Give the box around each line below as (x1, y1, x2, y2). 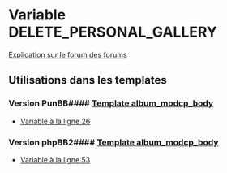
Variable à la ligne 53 (19, 154, 91, 164)
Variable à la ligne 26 (19, 116, 91, 126)
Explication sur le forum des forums (8, 50, 127, 59)
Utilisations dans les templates (8, 73, 168, 87)
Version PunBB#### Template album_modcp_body (8, 97, 214, 109)
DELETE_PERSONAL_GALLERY (8, 23, 217, 41)
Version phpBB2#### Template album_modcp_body (8, 136, 219, 148)
